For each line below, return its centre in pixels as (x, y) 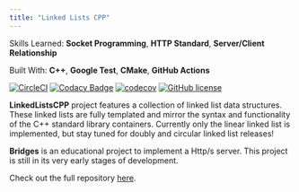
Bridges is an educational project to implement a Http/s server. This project (149, 151)
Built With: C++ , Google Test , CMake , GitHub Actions (110, 70)
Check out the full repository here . (73, 178)
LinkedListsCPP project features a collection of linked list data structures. (146, 105)
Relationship (33, 52)
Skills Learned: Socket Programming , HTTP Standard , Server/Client (137, 43)
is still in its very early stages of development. (94, 160)
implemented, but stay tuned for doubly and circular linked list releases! (142, 133)
